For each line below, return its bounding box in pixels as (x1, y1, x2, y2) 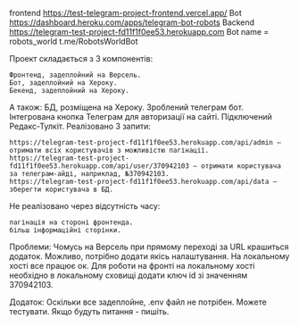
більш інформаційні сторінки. (9, 226, 122, 235)
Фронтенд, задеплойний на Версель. (9, 71, 142, 79)
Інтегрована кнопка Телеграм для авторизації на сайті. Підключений (9, 112, 272, 121)
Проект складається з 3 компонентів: (9, 54, 154, 63)
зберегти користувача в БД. (9, 185, 114, 194)
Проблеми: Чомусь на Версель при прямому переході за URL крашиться (9, 241, 289, 252)
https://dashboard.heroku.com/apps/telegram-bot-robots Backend (9, 17, 255, 28)
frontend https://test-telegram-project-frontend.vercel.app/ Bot (9, 8, 243, 18)
